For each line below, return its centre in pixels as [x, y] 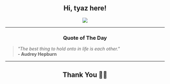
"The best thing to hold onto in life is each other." [69, 49]
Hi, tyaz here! [85, 8]
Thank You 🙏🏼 [85, 75]
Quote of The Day [85, 38]
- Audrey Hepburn [37, 54]
